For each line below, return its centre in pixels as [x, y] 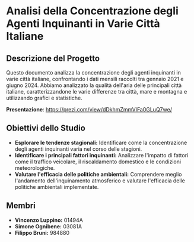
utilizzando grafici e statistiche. [44, 98]
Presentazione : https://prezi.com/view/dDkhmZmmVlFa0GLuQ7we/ [89, 109]
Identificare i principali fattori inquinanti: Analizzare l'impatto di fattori [101, 155]
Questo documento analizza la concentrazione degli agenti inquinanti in [93, 72]
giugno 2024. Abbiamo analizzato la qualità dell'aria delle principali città [94, 85]
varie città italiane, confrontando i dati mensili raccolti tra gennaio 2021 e [95, 79]
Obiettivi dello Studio [46, 128]
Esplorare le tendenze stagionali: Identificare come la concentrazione [101, 142]
